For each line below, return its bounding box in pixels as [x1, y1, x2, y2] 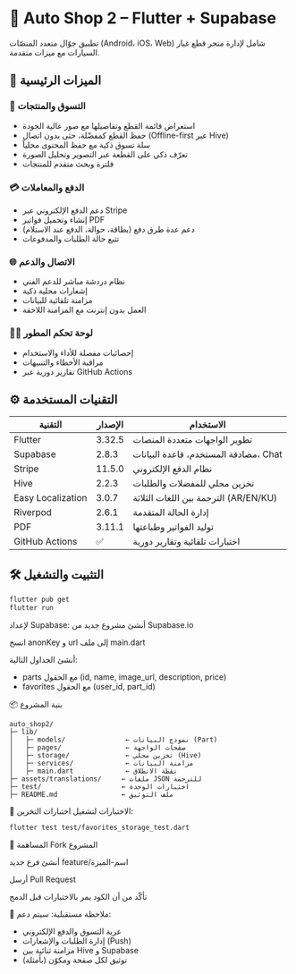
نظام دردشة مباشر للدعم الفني [21, 276, 125, 287]
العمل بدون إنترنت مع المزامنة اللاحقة [21, 304, 147, 316]
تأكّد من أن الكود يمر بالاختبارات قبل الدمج [9, 891, 148, 902]
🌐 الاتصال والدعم [9, 255, 75, 267]
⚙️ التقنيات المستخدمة [9, 392, 118, 407]
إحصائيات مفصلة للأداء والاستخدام [21, 347, 134, 358]
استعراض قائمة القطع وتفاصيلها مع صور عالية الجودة [21, 120, 196, 131]
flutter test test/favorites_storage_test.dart [9, 823, 190, 832]
